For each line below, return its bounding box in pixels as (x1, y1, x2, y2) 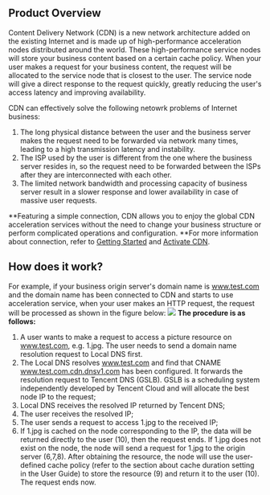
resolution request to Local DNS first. (19, 349, 143, 358)
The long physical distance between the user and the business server (19, 127, 252, 137)
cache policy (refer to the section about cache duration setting (47, 460, 255, 469)
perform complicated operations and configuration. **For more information (8, 228, 259, 238)
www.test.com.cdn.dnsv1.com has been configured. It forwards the (19, 366, 243, 376)
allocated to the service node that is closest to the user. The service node (8, 70, 252, 80)
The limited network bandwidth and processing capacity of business (19, 178, 247, 188)
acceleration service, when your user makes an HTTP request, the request (8, 298, 256, 308)
